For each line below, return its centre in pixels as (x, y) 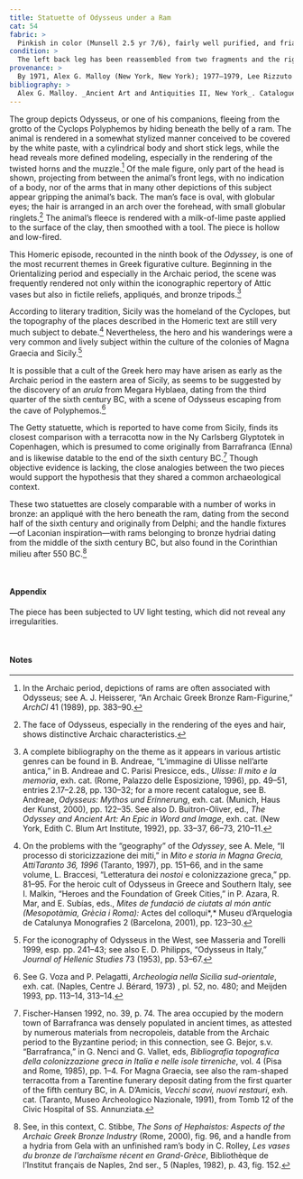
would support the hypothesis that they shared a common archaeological (145, 477)
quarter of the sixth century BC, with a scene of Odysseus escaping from (145, 399)
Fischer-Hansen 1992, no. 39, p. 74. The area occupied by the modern (153, 1013)
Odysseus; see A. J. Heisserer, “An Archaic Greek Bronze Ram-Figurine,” (157, 698)
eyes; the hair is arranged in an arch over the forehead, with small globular (147, 207)
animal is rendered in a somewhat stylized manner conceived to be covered (150, 138)
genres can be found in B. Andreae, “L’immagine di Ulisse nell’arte (145, 761)
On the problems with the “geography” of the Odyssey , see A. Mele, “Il (154, 846)
